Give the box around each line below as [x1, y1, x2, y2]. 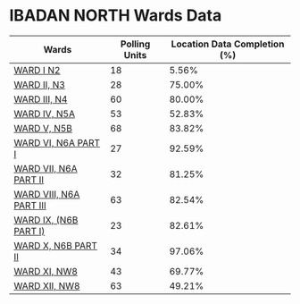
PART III [13, 198, 46, 211]
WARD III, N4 [13, 93, 68, 106]
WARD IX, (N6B [13, 214, 79, 226]
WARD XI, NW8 [13, 265, 79, 277]
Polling [120, 38, 151, 50]
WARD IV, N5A [13, 107, 76, 120]
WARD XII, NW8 [13, 279, 80, 291]
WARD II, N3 [13, 78, 65, 90]
